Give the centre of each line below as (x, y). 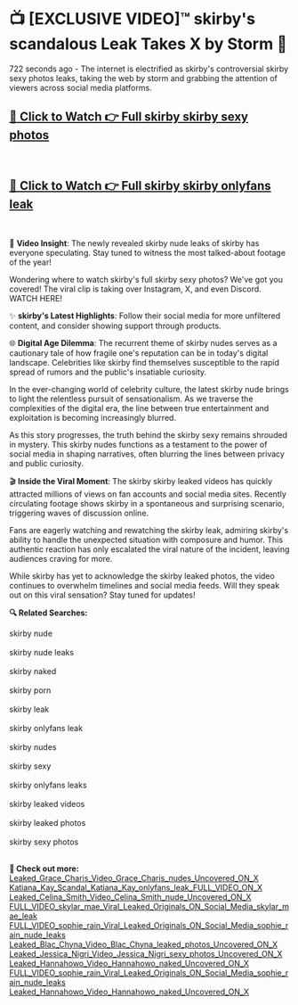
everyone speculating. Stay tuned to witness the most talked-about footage (148, 252)
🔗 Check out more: (44, 869)
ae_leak (24, 916)
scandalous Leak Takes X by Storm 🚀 (148, 44)
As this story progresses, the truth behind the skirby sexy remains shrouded (148, 434)
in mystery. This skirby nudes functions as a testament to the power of (138, 444)
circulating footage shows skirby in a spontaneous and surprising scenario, (147, 503)
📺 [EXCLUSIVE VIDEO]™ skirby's (133, 19)
